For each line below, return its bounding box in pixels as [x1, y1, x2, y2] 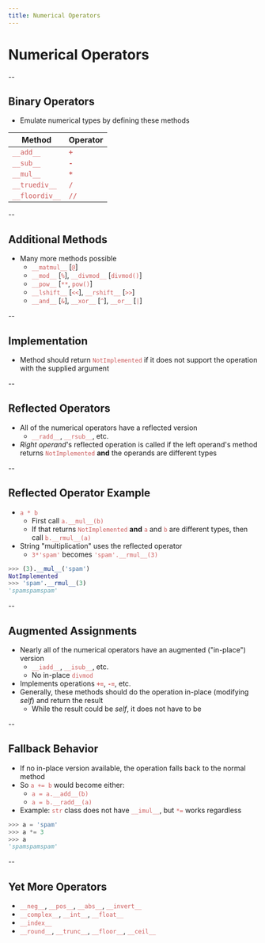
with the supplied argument [19, 363, 109, 373]
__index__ [19, 919, 53, 927]
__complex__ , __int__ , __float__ [19, 910, 124, 919]
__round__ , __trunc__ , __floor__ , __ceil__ [19, 926, 157, 936]
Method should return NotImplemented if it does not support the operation [19, 356, 258, 364]
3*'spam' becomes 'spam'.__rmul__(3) [31, 549, 158, 559]
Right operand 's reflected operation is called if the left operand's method [19, 439, 258, 449]
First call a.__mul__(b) [31, 515, 104, 525]
